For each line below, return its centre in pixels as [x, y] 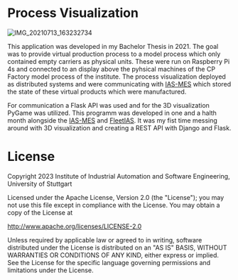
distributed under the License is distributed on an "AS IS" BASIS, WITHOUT [117, 247]
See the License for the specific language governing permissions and [109, 262]
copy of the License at [40, 212]
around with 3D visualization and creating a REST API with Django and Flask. [119, 128]
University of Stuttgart [40, 184]
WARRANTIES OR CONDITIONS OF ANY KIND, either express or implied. [113, 255]
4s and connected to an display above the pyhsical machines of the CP [111, 69]
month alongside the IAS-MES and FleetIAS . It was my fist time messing [113, 120]
